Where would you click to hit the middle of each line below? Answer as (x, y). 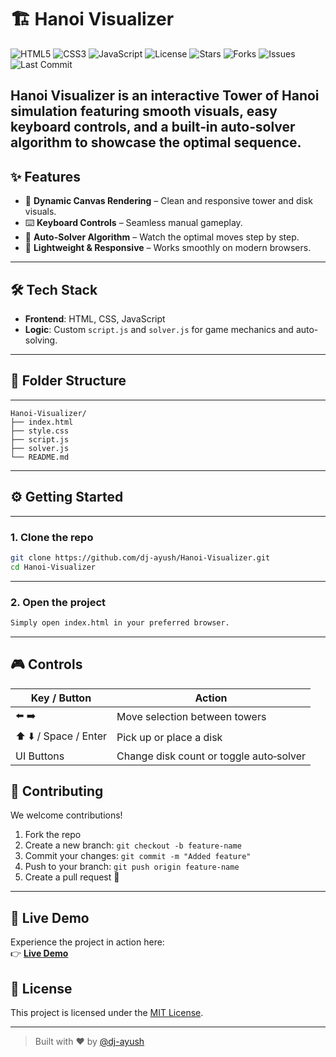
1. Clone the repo (52, 537)
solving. (41, 340)
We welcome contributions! (66, 815)
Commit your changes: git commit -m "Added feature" (138, 856)
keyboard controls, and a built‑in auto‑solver (153, 127)
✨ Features (45, 176)
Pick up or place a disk (169, 738)
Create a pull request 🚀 (72, 877)
